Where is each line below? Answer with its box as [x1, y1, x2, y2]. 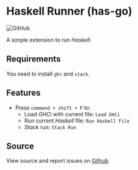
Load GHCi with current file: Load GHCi [24, 110, 120, 118]
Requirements [6, 54, 61, 65]
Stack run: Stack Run [24, 123, 77, 130]
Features [6, 88, 41, 98]
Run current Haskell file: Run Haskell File [24, 117, 130, 124]
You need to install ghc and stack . [6, 70, 90, 77]
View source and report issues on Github [6, 157, 109, 165]
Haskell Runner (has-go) [6, 4, 133, 18]
